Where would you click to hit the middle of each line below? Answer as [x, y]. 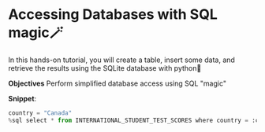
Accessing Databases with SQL [113, 15]
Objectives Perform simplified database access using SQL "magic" [118, 83]
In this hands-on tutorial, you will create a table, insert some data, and [121, 60]
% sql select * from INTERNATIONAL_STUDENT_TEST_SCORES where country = [128, 120]
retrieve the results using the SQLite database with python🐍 [105, 68]
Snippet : [22, 98]
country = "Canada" [40, 113]
